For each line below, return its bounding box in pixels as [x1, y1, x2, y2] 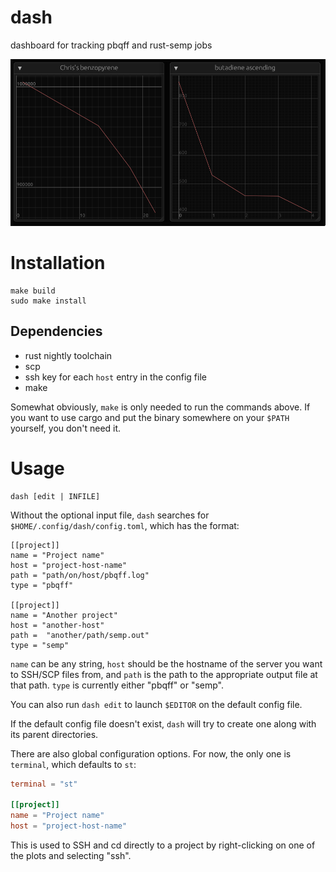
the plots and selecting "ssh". [10, 850, 132, 862]
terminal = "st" [10, 779, 78, 789]
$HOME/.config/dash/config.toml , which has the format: [10, 519, 240, 531]
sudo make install [10, 296, 87, 306]
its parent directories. [10, 728, 99, 740]
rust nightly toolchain [24, 349, 113, 361]
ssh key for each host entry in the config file [24, 371, 207, 383]
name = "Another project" [10, 610, 118, 620]
